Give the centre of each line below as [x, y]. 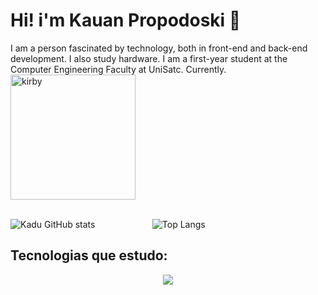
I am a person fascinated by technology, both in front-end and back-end [159, 48]
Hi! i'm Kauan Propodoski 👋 [126, 20]
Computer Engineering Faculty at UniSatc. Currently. [118, 69]
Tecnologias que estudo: [89, 255]
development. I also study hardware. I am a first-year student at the [149, 58]
